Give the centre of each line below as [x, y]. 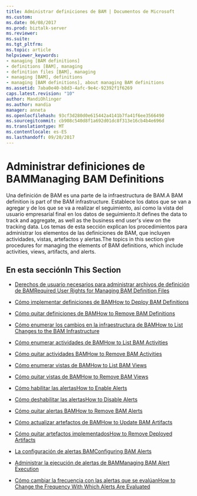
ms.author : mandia [29, 104]
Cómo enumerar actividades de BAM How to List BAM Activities [91, 342]
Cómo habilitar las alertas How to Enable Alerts [71, 388]
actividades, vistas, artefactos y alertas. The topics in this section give [90, 239]
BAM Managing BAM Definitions [85, 179]
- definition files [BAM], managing [51, 72]
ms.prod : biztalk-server [36, 28]
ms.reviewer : [22, 34]
